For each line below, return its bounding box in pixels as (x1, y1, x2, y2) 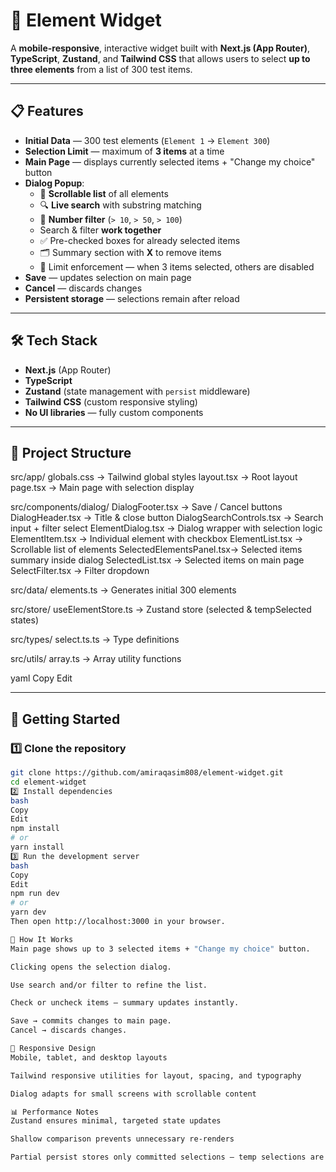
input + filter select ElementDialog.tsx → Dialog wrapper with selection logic (10, 522, 323, 534)
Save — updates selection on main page (24, 271, 192, 283)
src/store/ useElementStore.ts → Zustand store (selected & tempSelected (10, 604, 312, 616)
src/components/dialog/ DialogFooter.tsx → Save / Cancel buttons (10, 501, 283, 513)
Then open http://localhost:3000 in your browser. (10, 917, 226, 927)
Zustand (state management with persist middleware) (24, 385, 251, 397)
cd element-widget (10, 777, 87, 787)
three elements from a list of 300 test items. (10, 63, 193, 75)
